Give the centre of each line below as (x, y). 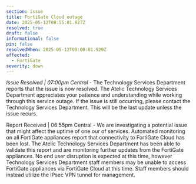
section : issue (25, 11)
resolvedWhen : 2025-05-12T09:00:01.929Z (57, 50)
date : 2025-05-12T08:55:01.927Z (46, 22)
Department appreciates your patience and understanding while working (94, 95)
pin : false (19, 45)
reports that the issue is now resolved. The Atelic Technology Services (92, 89)
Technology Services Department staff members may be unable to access (96, 162)
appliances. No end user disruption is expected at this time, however (89, 156)
